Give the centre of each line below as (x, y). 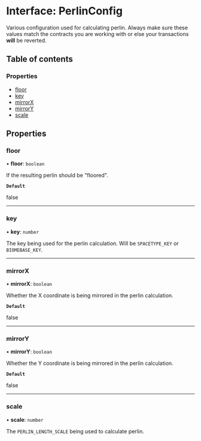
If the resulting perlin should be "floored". (57, 176)
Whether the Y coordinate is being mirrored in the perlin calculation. (90, 363)
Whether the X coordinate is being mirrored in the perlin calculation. (90, 295)
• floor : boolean (25, 164)
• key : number (23, 231)
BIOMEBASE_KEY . (25, 249)
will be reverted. (26, 40)
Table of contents (39, 59)
